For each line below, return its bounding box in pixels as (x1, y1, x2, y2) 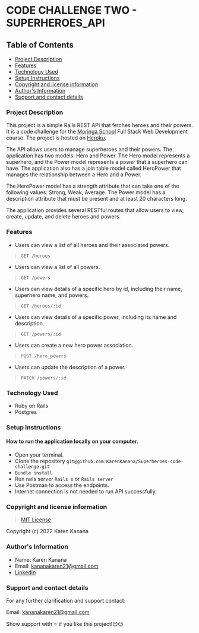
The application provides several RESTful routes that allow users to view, (6, 207, 184, 214)
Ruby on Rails (14, 402, 49, 409)
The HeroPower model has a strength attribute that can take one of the (6, 182, 179, 190)
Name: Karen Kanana (14, 556, 67, 563)
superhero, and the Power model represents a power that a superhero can (6, 159, 188, 166)
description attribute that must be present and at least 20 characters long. (6, 195, 187, 202)
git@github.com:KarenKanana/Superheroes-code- (66, 458, 184, 465)
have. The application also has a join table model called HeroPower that (6, 164, 181, 172)
